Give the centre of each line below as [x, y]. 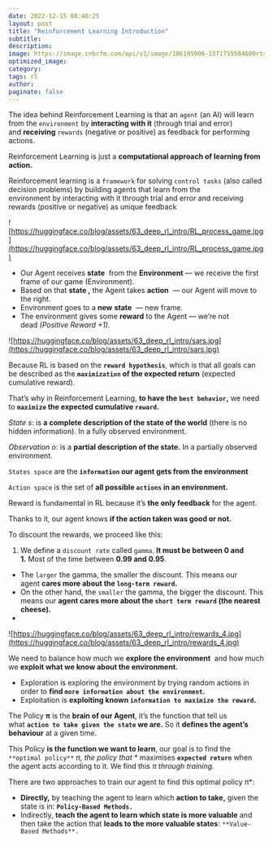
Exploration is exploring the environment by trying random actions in [134, 683]
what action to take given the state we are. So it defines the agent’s [129, 725]
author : [22, 84]
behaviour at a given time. [53, 733]
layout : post [30, 24]
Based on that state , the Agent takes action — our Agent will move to [139, 291]
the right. [35, 299]
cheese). [35, 610]
